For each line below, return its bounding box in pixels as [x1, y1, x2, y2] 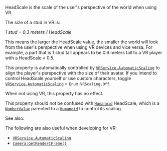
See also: [5, 115, 25, 121]
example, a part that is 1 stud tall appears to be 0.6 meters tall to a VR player [5, 50, 162, 55]
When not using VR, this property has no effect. [5, 91, 104, 96]
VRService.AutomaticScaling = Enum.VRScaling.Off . [5, 81, 111, 87]
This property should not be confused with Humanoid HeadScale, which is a [5, 100, 159, 106]
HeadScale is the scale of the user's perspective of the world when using [5, 5, 157, 10]
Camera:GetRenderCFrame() [12, 141, 67, 146]
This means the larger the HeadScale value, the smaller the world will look [5, 39, 158, 45]
